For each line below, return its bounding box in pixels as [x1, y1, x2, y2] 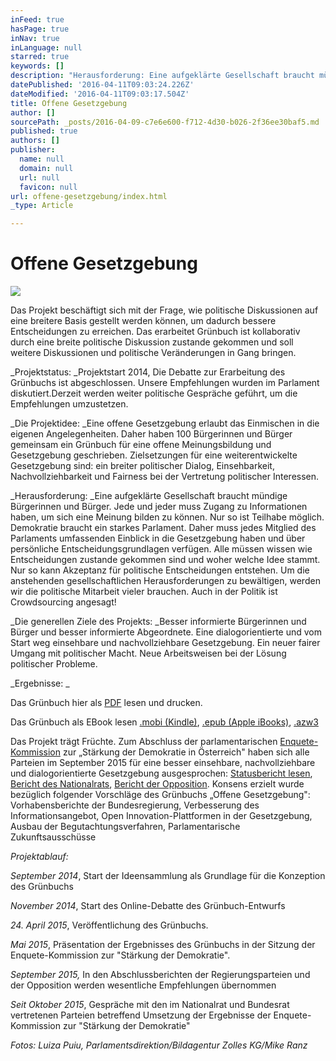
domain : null [19, 163, 74, 173]
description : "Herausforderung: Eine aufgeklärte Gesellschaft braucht [10, 71, 315, 81]
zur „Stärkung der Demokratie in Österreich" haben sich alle [62, 746, 310, 758]
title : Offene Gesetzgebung [10, 98, 128, 108]
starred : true [10, 52, 70, 62]
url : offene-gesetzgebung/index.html [10, 191, 168, 201]
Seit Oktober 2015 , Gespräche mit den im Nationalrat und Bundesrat [10, 999, 290, 1011]
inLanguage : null [10, 42, 83, 53]
